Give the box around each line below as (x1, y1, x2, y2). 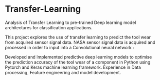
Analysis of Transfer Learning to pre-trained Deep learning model (5, 20, 136, 25)
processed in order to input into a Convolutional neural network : (5, 44, 134, 50)
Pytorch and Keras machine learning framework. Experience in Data (5, 64, 141, 70)
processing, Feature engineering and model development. (5, 69, 121, 75)
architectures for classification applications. (5, 24, 93, 30)
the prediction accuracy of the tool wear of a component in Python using (5, 59, 151, 65)
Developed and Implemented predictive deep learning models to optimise (5, 54, 152, 60)
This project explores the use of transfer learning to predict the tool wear (5, 34, 151, 40)
